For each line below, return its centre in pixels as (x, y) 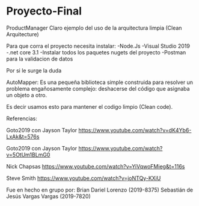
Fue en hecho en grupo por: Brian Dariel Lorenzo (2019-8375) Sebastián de (100, 190)
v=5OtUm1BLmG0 (28, 155)
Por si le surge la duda (34, 70)
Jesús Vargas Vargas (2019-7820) (49, 196)
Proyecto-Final (44, 11)
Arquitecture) (23, 34)
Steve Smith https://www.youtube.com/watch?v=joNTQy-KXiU (84, 178)
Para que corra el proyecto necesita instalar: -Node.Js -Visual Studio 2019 (98, 46)
